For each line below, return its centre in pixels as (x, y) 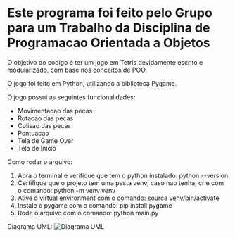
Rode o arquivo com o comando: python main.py (88, 213)
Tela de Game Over (45, 140)
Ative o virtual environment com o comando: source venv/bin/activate (118, 198)
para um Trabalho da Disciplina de (109, 28)
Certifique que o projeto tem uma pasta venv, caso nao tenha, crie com (121, 183)
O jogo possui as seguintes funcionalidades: (71, 97)
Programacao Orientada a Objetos (109, 43)
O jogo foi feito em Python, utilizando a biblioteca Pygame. (92, 83)
